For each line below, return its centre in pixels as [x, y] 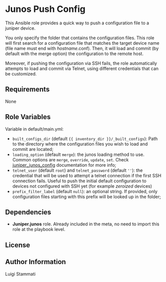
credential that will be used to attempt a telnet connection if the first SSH [87, 175]
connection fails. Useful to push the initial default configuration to [79, 181]
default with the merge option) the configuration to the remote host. [74, 54]
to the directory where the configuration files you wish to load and [80, 144]
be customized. [21, 73]
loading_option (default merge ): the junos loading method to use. [78, 154]
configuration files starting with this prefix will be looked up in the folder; [86, 197]
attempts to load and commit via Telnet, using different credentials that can [82, 69]
